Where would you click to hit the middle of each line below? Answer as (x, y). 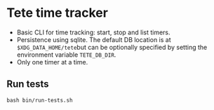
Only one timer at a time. (52, 62)
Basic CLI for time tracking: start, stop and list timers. (93, 32)
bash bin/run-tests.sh (40, 100)
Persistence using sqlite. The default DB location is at (94, 39)
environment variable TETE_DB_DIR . (66, 55)
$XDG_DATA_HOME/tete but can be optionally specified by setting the (112, 47)
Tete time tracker (57, 13)
